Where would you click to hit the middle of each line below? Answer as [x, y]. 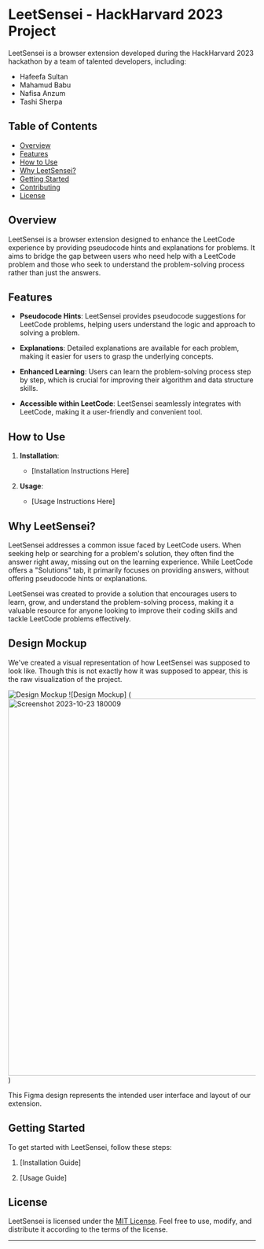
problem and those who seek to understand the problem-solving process [126, 264]
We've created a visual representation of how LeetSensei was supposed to [129, 662]
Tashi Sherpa [41, 101]
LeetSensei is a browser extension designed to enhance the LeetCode [122, 239]
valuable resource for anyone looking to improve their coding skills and [123, 610]
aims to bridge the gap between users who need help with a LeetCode [122, 256]
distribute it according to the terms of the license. [88, 1229]
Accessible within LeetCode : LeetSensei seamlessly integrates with [130, 403]
